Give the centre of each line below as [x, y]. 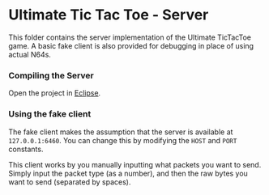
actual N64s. [30, 54]
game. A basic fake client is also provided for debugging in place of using [131, 45]
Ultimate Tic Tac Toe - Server [109, 15]
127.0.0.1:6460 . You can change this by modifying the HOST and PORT [123, 140]
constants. [26, 149]
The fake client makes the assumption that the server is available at [121, 132]
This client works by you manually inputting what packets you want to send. [135, 164]
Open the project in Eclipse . [55, 93]
